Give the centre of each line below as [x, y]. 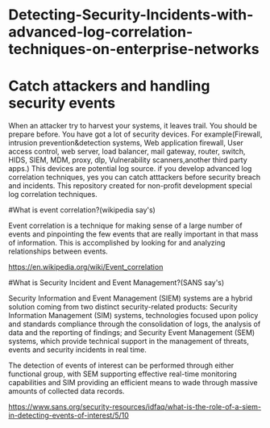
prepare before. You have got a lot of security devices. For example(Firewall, [135, 134]
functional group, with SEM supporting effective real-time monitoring [123, 374]
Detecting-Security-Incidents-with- [131, 15]
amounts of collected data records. [66, 391]
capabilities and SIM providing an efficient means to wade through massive [133, 383]
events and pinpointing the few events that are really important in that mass [133, 234]
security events [62, 103]
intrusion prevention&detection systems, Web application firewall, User [126, 143]
